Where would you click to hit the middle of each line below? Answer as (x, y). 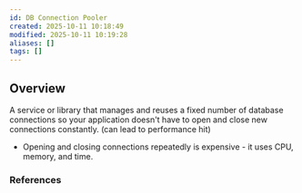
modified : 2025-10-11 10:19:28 (69, 34)
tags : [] (26, 52)
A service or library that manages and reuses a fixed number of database (146, 110)
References (35, 179)
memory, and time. (58, 156)
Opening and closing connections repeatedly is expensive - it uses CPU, (158, 147)
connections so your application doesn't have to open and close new (139, 120)
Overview (38, 88)
